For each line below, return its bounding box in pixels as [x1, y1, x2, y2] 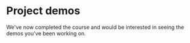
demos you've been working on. [6, 29, 86, 37]
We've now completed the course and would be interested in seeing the [6, 24, 185, 31]
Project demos [6, 4, 81, 18]
